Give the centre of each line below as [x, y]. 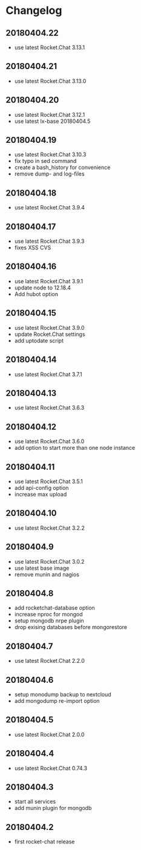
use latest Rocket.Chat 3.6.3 [49, 408]
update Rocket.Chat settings [50, 334]
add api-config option [41, 487]
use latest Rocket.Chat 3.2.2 [50, 528]
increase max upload [41, 494]
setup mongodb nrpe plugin [49, 621]
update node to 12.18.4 [42, 288]
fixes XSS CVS [33, 248]
